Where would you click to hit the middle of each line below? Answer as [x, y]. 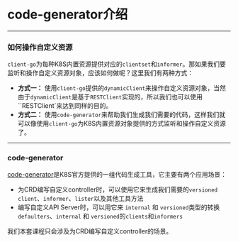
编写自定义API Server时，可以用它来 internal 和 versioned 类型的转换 [119, 207]
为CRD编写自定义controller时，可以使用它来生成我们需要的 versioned [118, 189]
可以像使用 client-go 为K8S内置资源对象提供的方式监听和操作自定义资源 [122, 123]
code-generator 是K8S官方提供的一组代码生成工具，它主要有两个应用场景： [117, 174]
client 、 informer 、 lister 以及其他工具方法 [80, 198]
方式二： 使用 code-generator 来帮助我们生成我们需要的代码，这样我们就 [121, 115]
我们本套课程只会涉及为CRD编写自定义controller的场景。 [90, 231]
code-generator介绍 [68, 15]
